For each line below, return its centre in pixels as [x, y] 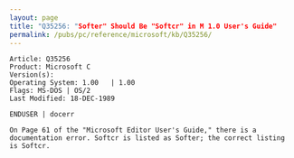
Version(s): [32, 75]
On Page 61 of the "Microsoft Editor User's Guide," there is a [133, 130]
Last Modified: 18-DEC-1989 [62, 99]
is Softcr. [30, 146]
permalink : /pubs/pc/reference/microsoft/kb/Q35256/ [111, 34]
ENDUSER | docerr [42, 115]
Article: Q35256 [40, 60]
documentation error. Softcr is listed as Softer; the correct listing [147, 138]
